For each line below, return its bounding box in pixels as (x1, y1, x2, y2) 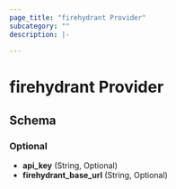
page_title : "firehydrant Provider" (9, 13, 146, 22)
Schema (9, 112, 57, 128)
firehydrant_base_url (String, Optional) (22, 170, 168, 181)
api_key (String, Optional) (22, 160, 119, 171)
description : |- (9, 30, 70, 39)
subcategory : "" (9, 22, 70, 31)
